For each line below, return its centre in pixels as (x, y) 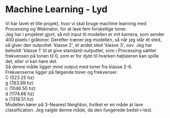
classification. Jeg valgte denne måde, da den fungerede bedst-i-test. (79, 110)
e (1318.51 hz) (20, 99)
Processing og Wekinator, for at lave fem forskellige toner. (66, 28)
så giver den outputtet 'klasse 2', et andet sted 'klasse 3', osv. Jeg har (79, 45)
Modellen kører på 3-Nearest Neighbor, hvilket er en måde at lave (74, 104)
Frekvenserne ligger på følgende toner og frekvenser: (62, 72)
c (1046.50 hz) (20, 88)
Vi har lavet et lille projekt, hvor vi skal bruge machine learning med (76, 23)
